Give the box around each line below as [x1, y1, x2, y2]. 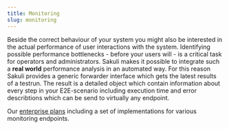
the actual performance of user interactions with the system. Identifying [7, 43, 211, 51]
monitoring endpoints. [7, 114, 70, 122]
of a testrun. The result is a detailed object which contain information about [7, 79, 221, 87]
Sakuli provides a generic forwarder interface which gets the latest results [7, 71, 217, 80]
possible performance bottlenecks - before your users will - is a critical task [7, 49, 222, 58]
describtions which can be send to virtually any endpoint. [7, 93, 170, 102]
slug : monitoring [7, 16, 57, 23]
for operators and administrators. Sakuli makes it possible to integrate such [7, 57, 220, 65]
